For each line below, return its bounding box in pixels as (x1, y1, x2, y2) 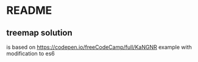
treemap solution (6, 28, 73, 38)
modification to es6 (6, 50, 55, 57)
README (6, 4, 52, 17)
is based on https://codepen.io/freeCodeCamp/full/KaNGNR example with (6, 43, 192, 51)
